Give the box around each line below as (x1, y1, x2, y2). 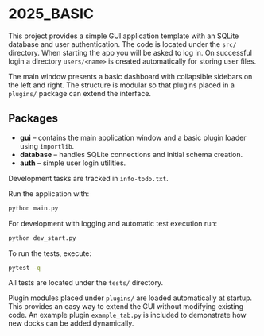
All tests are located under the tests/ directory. (8, 278, 164, 288)
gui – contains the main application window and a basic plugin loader (19, 133, 247, 142)
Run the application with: (8, 188, 90, 199)
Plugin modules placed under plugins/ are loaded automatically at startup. (8, 293, 253, 303)
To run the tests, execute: (8, 248, 92, 258)
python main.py (8, 204, 59, 212)
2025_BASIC (8, 5, 94, 23)
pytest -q (8, 264, 41, 272)
